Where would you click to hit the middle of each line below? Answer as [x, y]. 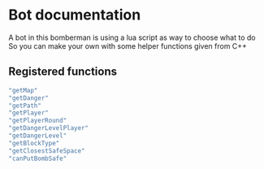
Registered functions [63, 72]
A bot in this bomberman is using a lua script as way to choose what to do [132, 37]
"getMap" [23, 90]
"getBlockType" [34, 143]
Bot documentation [75, 15]
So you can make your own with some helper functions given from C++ [128, 45]
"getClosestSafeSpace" [47, 151]
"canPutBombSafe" [38, 158]
